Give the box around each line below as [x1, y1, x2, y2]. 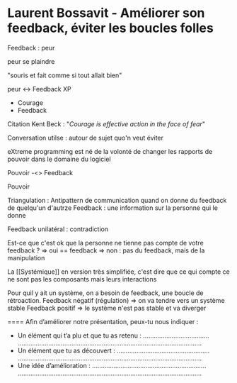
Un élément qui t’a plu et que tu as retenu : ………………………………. [17, 331, 210, 340]
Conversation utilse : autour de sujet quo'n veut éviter [7, 133, 164, 142]
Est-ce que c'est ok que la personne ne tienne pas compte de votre [7, 238, 204, 247]
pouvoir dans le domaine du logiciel [7, 155, 111, 163]
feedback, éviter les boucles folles [7, 20, 214, 36]
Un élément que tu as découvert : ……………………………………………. [17, 346, 210, 355]
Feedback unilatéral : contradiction [7, 225, 108, 233]
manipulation [7, 253, 45, 262]
